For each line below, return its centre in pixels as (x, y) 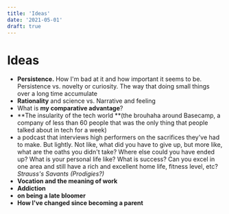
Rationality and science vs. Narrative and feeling (86, 101)
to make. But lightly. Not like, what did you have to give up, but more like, (120, 145)
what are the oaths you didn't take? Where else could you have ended (116, 152)
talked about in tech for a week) (62, 130)
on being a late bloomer (51, 195)
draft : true (24, 26)
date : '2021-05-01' (35, 20)
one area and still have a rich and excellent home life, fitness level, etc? (117, 167)
